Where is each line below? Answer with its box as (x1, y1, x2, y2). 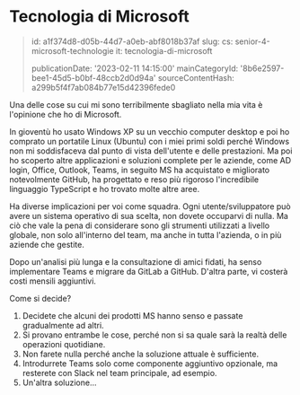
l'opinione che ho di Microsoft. (9, 109, 122, 119)
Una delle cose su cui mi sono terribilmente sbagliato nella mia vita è (9, 99, 263, 110)
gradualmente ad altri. (22, 320, 105, 330)
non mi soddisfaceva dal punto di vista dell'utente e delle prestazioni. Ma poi (9, 145, 293, 156)
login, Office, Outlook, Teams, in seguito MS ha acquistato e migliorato (9, 164, 270, 175)
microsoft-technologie (31, 45, 114, 56)
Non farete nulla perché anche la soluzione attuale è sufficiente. (22, 348, 259, 359)
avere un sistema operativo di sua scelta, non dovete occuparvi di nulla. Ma (9, 210, 289, 221)
